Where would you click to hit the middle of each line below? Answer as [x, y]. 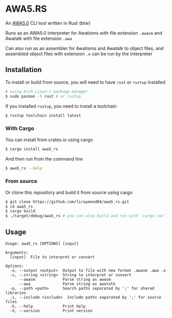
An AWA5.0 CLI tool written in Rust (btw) [48, 23]
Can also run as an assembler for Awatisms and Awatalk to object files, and [84, 48]
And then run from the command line [44, 158]
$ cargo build [20, 211]
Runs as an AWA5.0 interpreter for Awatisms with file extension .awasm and [84, 33]
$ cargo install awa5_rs [32, 149]
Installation [24, 70]
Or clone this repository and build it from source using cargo [69, 192]
